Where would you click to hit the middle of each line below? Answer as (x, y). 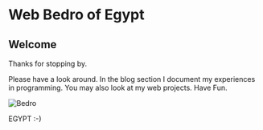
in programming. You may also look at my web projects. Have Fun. (118, 87)
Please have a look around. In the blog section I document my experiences (132, 79)
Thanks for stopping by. (47, 63)
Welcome (33, 45)
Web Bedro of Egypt (76, 15)
